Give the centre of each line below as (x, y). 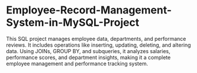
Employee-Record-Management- (89, 10)
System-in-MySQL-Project (73, 22)
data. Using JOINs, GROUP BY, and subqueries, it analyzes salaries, (88, 51)
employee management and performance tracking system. (77, 63)
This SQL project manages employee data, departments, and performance (96, 39)
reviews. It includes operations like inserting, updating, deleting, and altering (98, 45)
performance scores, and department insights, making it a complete (89, 57)
